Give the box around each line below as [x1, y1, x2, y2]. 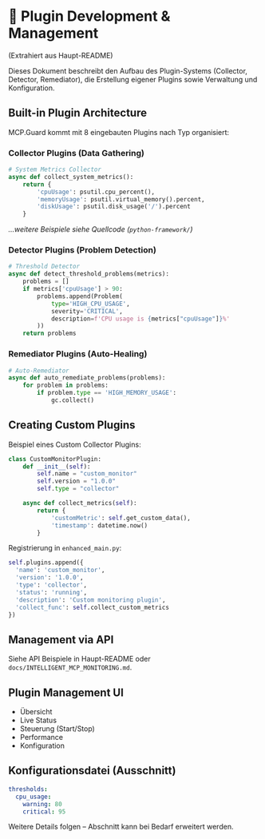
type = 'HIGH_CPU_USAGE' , [50, 300, 130, 308]
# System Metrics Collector [8, 165, 102, 174]
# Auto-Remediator [8, 367, 69, 375]
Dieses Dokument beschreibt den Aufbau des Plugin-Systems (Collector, [8, 66, 247, 75]
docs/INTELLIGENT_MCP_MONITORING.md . [8, 662, 132, 672]
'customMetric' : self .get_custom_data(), [50, 514, 192, 522]
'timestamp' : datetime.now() [50, 521, 148, 530]
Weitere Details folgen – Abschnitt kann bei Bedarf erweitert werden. [8, 822, 234, 832]
